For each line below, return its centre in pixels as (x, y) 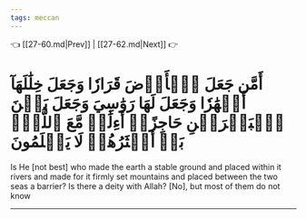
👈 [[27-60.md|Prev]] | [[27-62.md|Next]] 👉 (94, 44)
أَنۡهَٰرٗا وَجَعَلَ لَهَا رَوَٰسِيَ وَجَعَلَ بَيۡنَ (128, 103)
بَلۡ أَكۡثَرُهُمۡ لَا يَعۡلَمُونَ (97, 142)
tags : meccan (35, 18)
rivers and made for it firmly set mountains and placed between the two (144, 176)
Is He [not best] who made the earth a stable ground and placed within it (146, 167)
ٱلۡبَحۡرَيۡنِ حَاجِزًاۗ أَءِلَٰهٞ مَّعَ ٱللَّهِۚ (148, 122)
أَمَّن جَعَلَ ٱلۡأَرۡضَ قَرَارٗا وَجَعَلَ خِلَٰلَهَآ (137, 84)
